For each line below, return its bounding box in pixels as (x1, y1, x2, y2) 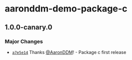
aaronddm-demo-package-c (5, 3, 128, 14)
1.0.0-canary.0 (5, 23, 52, 31)
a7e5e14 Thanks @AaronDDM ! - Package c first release (12, 49, 126, 55)
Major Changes (5, 38, 43, 45)
